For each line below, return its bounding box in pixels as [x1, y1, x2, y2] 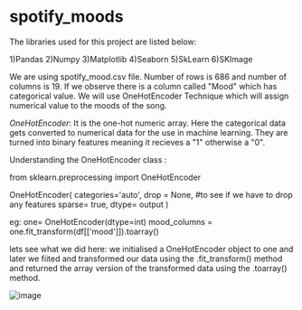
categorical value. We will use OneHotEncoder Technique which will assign [9, 90, 289, 101]
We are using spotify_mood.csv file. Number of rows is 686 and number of [9, 70, 288, 82]
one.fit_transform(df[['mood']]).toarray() [9, 226, 160, 237]
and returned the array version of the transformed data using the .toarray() [9, 262, 288, 273]
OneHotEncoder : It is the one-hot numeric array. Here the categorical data [9, 117, 287, 128]
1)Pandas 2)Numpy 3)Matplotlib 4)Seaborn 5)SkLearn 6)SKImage [9, 53, 253, 64]
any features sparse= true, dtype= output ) [9, 199, 169, 210]
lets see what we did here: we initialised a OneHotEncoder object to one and [9, 243, 294, 254]
